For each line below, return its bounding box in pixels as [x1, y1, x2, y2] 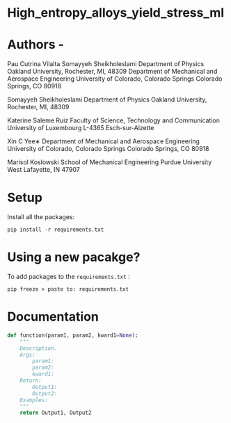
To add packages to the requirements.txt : [7, 273, 130, 280]
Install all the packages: [7, 213, 75, 221]
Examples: [19, 397, 49, 404]
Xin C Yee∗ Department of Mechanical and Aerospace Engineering [7, 137, 200, 145]
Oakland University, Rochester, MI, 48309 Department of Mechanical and [7, 67, 218, 76]
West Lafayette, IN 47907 [7, 166, 80, 174]
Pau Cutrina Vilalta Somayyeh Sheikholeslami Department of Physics [7, 60, 205, 68]
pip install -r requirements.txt [7, 226, 104, 234]
